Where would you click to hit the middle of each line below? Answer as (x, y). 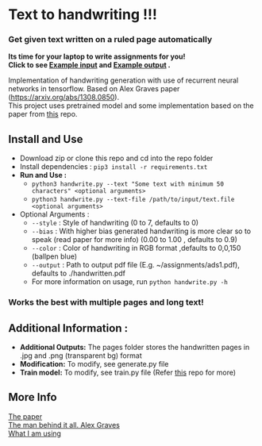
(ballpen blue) (54, 256)
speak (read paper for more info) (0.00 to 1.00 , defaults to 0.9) (135, 240)
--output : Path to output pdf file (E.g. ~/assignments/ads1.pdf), (136, 265)
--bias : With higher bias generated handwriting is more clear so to (141, 231)
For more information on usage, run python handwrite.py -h (129, 282)
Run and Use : (43, 175)
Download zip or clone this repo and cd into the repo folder (116, 158)
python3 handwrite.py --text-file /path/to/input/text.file (133, 200)
